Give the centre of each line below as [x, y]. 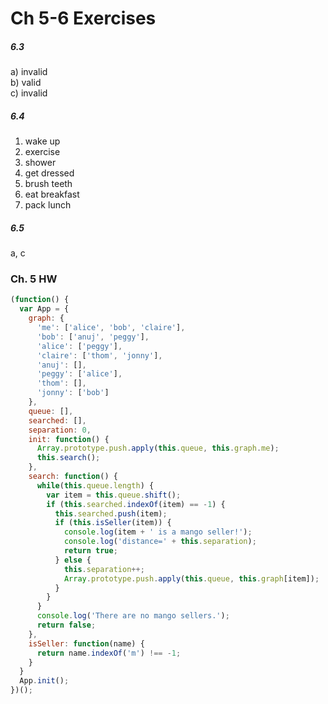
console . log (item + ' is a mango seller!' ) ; [158, 532]
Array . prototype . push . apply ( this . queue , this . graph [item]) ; [191, 578]
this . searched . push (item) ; [111, 513]
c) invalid [29, 93]
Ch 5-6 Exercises [83, 18]
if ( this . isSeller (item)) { [113, 523]
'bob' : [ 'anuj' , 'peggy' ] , [93, 337]
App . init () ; [44, 681]
